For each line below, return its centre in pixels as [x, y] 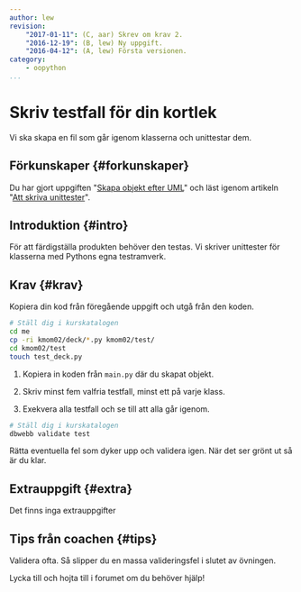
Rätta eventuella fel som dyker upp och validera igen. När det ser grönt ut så [151, 451]
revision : [28, 26]
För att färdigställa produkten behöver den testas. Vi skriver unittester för [145, 247]
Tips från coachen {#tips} [83, 538]
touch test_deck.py [46, 357]
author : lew [32, 18]
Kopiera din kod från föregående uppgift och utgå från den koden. [132, 306]
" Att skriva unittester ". [50, 197]
